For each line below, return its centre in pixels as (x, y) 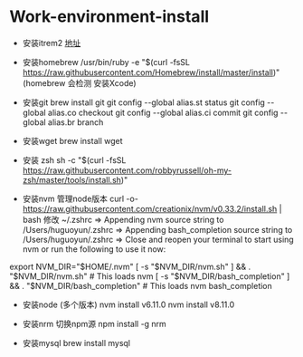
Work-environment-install (109, 17)
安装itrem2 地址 (52, 43)
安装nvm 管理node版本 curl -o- (80, 198)
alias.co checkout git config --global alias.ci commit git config (163, 112)
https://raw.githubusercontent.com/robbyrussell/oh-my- (127, 170)
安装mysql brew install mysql (76, 343)
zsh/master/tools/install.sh (72, 179)
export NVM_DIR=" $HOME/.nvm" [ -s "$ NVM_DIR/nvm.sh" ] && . (130, 266)
